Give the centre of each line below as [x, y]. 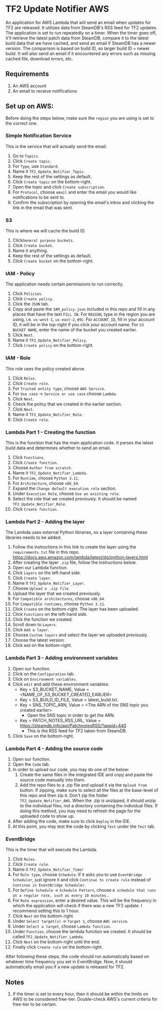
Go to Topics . [26, 156]
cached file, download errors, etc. [39, 58]
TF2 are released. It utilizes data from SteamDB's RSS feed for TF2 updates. [81, 27]
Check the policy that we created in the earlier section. [67, 404]
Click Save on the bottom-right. [43, 736]
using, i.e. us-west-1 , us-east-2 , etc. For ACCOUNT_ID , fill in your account [83, 320]
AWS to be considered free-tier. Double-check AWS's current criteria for [85, 999]
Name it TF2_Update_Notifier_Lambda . [50, 473]
